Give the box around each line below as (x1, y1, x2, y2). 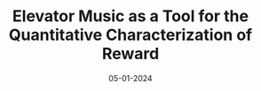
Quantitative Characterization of (8, 25, 253, 45)
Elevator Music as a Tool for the (12, 6, 249, 27)
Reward (101, 44, 160, 64)
